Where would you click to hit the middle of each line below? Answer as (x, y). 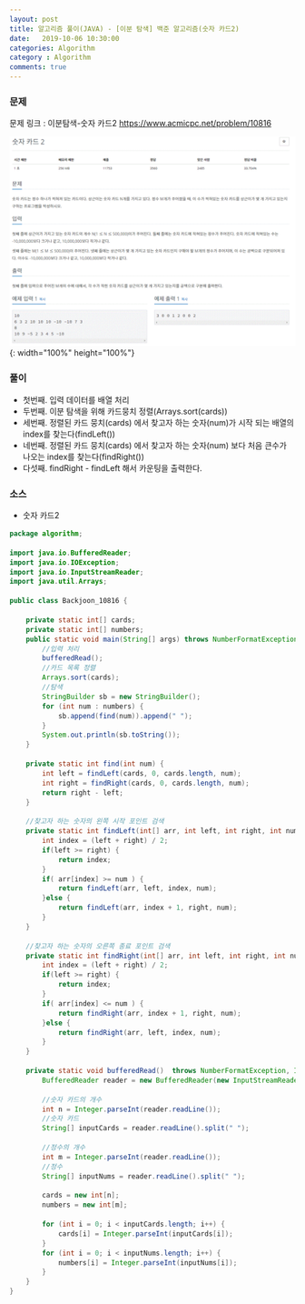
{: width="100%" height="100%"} (72, 353)
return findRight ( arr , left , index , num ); (139, 1032)
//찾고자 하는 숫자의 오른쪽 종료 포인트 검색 (98, 946)
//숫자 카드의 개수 (72, 1099)
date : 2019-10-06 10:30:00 (64, 38)
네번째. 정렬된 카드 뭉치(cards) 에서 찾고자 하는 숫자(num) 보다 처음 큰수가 (155, 445)
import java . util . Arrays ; (58, 582)
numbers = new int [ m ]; (85, 1205)
